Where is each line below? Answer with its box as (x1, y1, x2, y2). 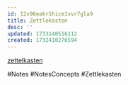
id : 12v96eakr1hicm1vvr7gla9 (7, 10, 93, 18)
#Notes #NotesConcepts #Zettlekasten (7, 70, 122, 79)
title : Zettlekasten (7, 17, 69, 24)
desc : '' (7, 23, 33, 30)
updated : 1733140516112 (7, 30, 78, 38)
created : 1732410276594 (7, 37, 78, 44)
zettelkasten (7, 56, 44, 64)
